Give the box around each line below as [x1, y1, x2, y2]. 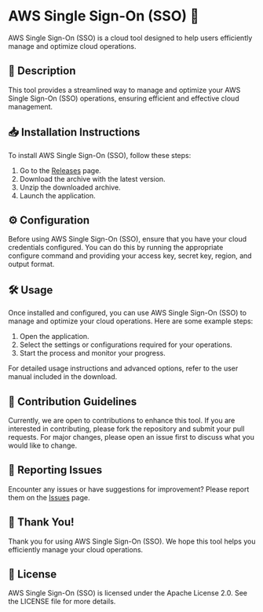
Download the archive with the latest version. [19, 174, 166, 183]
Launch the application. [19, 190, 96, 200]
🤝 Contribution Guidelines [8, 395, 137, 408]
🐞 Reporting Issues [8, 463, 103, 477]
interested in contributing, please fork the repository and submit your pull [8, 424, 245, 433]
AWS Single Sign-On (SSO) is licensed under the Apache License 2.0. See [8, 588, 247, 598]
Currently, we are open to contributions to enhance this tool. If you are [8, 416, 236, 425]
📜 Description [8, 65, 76, 78]
